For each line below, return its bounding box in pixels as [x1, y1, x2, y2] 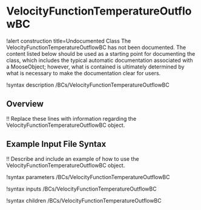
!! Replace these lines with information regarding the [6, 115, 137, 122]
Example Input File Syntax [6, 139, 107, 149]
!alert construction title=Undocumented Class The [6, 37, 131, 44]
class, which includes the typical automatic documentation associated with [6, 56, 193, 64]
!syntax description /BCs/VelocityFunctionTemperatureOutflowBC [6, 81, 170, 89]
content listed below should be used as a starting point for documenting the [6, 50, 196, 57]
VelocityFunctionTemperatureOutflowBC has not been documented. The [6, 44, 186, 51]
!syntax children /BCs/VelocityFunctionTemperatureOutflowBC [6, 197, 162, 204]
